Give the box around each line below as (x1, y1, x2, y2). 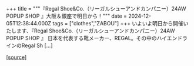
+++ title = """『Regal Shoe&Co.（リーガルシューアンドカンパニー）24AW (6, 5, 186, 12)
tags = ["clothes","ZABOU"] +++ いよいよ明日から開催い (52, 20, 189, 27)
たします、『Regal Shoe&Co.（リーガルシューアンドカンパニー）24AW (6, 27, 175, 34)
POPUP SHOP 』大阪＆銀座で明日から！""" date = (6, 12, 128, 19)
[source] (6, 54, 27, 61)
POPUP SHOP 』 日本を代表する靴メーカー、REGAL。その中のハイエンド (6, 35, 183, 41)
